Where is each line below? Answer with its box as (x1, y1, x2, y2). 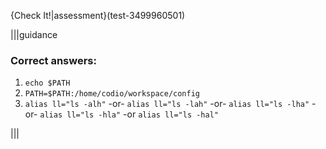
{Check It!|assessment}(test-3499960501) (10, 10, 186, 21)
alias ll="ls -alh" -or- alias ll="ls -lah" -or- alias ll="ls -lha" (24, 98, 310, 110)
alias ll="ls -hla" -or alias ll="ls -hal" (39, 108, 219, 120)
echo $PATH (24, 78, 71, 89)
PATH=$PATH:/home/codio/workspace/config (24, 89, 200, 99)
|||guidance (10, 29, 58, 40)
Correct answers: (10, 53, 97, 67)
